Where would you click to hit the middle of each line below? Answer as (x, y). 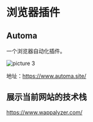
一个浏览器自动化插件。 (36, 51)
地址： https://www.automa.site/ (46, 76)
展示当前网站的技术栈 (46, 97)
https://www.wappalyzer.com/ (44, 112)
